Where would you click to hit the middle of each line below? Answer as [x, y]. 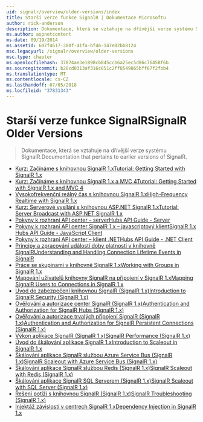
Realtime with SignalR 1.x [46, 200]
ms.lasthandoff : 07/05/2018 [42, 85]
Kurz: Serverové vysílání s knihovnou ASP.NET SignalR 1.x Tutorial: [97, 207]
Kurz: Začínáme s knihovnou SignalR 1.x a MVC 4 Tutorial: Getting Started [106, 181]
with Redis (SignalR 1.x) [44, 374]
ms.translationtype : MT [36, 74]
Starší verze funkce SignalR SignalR [97, 121]
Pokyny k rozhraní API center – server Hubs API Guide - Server [92, 220]
